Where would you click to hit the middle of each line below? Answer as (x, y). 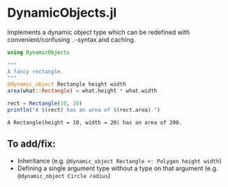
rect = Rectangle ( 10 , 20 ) (45, 104)
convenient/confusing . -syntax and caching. (71, 39)
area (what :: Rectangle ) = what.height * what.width (82, 91)
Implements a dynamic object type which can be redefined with (99, 32)
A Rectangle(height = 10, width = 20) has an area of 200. (95, 122)
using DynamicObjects (39, 52)
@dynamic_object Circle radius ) (64, 175)
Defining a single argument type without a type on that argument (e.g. (117, 168)
